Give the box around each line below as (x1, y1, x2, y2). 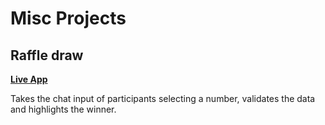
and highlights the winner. (10, 103, 117, 115)
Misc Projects (10, 7, 127, 30)
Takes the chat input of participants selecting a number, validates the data (10, 93, 316, 104)
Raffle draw (10, 47, 84, 64)
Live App (10, 73, 48, 85)
